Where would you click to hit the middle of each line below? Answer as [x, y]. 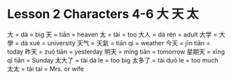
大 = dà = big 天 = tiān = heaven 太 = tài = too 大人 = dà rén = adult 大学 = [113, 34]
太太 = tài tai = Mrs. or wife [46, 69]
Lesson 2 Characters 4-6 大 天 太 [103, 14]
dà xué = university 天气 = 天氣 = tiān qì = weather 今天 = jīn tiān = [115, 43]
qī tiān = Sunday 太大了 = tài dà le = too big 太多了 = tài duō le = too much [113, 60]
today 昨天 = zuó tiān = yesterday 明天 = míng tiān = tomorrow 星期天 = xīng [116, 52]
